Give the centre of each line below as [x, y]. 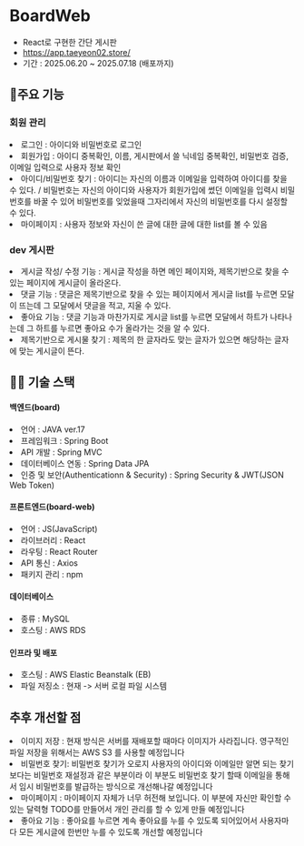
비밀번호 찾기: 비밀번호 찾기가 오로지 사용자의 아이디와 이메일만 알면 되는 [149, 763]
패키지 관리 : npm [52, 574]
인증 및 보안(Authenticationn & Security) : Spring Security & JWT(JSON [152, 475]
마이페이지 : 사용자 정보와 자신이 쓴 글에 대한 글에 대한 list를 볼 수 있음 [144, 224]
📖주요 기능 [37, 95]
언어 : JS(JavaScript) [59, 529]
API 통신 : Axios [50, 563]
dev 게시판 [32, 249]
